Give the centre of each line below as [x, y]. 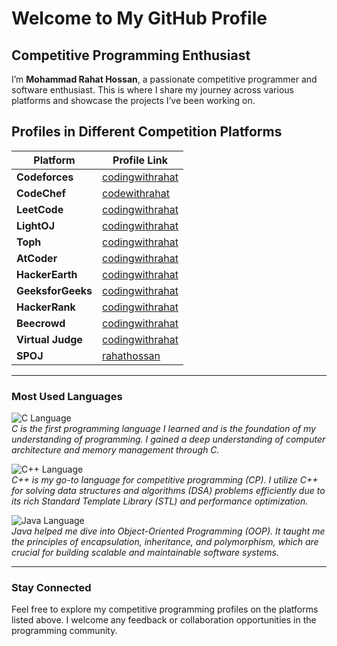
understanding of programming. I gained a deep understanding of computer [168, 439]
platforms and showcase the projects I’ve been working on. [133, 100]
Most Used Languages [67, 396]
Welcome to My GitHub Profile [139, 18]
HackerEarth [47, 274]
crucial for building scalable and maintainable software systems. [145, 553]
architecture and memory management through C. [115, 450]
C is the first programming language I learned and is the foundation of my [163, 429]
